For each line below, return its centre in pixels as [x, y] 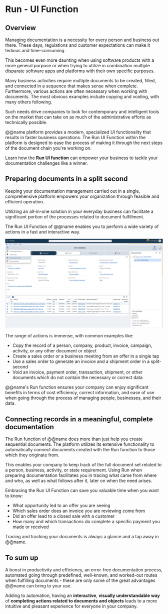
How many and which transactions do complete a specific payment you [86, 522]
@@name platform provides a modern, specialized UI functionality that [78, 132]
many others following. [29, 102]
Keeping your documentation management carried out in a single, [73, 191]
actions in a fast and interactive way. [43, 231]
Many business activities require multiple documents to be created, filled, [81, 81]
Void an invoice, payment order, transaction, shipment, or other [77, 372]
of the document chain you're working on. [48, 148]
